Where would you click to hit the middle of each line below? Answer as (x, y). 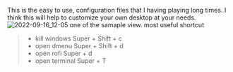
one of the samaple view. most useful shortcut (137, 25)
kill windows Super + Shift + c (78, 38)
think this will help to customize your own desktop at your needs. (102, 17)
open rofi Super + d (64, 53)
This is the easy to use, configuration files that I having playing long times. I (117, 10)
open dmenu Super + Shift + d (79, 46)
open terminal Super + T (71, 61)
